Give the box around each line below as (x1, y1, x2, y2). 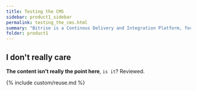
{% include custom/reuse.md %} (6, 79, 86, 86)
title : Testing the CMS (6, 8, 64, 15)
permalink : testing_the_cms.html (6, 19, 88, 25)
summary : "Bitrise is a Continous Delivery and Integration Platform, (6, 25, 182, 31)
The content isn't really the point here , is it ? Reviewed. (6, 68, 145, 75)
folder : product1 (6, 31, 49, 36)
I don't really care (6, 52, 72, 62)
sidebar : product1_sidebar (6, 14, 72, 20)
